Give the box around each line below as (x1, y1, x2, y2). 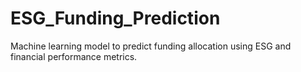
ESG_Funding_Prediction (10, 7, 221, 30)
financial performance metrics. (10, 50, 138, 62)
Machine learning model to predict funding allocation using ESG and (10, 40, 292, 52)
